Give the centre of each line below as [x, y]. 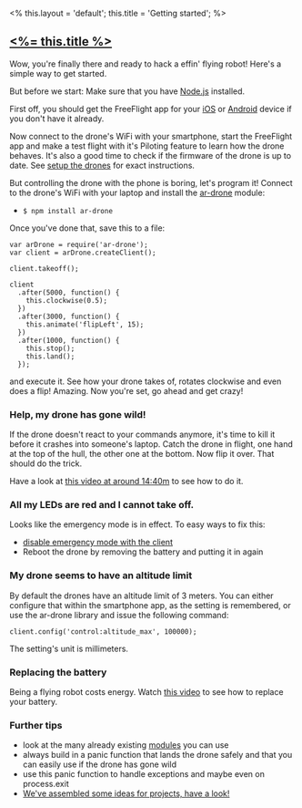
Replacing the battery [58, 672]
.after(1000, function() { [69, 340]
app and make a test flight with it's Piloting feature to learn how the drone [147, 146]
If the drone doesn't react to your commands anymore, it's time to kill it [142, 435]
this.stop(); [50, 348]
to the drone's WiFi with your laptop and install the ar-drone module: [137, 192]
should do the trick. [46, 463]
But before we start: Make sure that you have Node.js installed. [127, 91]
